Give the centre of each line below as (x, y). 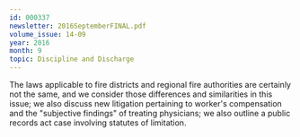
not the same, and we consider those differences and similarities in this (141, 94)
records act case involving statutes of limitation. (98, 123)
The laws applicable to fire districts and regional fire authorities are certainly (150, 85)
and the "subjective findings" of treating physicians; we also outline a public (150, 113)
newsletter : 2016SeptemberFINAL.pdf (78, 26)
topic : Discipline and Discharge (72, 59)
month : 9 (26, 51)
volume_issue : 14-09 (48, 34)
